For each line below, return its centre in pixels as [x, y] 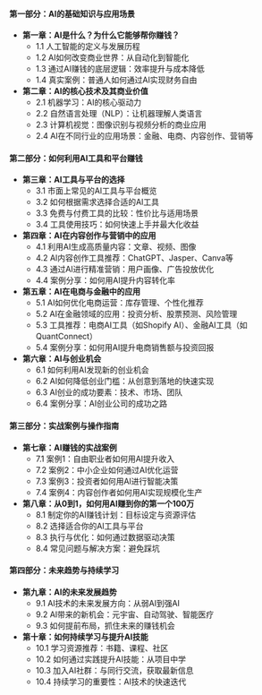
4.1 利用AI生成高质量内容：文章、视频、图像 [116, 247]
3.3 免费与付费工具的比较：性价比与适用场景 [117, 213]
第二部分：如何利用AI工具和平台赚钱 [76, 158]
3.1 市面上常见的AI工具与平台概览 [96, 191]
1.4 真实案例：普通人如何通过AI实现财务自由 [116, 80]
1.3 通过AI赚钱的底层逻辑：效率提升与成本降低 [120, 69]
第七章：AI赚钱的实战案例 [70, 447]
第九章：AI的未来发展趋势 [70, 592]
